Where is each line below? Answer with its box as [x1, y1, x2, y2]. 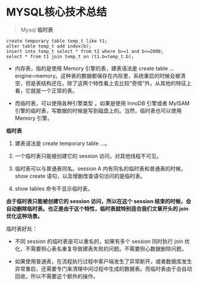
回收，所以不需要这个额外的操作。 [14, 273, 99, 280]
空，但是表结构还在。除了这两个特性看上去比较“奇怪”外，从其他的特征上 [14, 80, 192, 87]
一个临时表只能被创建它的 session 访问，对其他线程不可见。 [14, 152, 162, 159]
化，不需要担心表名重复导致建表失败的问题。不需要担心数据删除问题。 [14, 245, 187, 252]
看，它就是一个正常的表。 [14, 87, 78, 94]
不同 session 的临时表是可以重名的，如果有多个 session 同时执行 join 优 [14, 237, 190, 245]
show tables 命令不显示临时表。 [14, 185, 93, 192]
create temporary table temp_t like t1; [6, 38, 108, 44]
